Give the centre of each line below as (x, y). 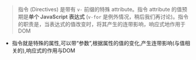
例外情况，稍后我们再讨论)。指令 (148, 17)
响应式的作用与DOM (51, 50)
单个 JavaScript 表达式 (56, 17)
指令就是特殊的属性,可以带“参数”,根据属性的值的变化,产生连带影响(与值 (98, 43)
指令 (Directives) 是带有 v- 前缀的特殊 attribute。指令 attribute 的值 (100, 9)
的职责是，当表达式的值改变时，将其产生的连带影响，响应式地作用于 (102, 24)
